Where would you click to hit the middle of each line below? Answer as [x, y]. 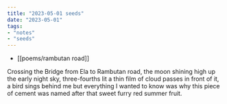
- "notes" [21, 32]
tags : [15, 26]
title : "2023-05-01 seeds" [46, 13]
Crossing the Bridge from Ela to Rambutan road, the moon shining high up [111, 72]
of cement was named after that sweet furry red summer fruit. [95, 94]
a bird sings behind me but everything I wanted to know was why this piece [113, 86]
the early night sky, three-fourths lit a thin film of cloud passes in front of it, [113, 79]
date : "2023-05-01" [35, 20]
